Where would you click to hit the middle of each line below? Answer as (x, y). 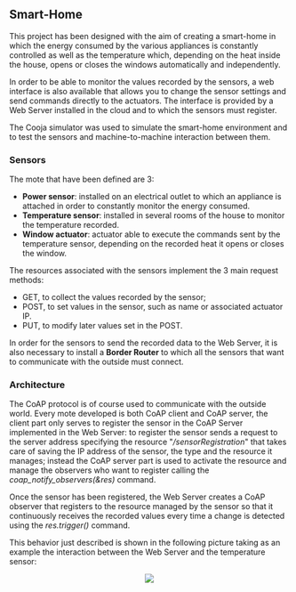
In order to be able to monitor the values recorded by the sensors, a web (142, 81)
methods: (27, 280)
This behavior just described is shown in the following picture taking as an (145, 543)
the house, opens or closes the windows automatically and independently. (145, 64)
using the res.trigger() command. (70, 525)
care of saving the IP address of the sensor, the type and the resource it (141, 451)
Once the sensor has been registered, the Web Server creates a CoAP (137, 497)
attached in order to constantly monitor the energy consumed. (136, 206)
